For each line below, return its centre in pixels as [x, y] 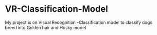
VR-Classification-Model [57, 9]
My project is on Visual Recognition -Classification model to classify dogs [79, 22]
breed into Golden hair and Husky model [45, 27]
